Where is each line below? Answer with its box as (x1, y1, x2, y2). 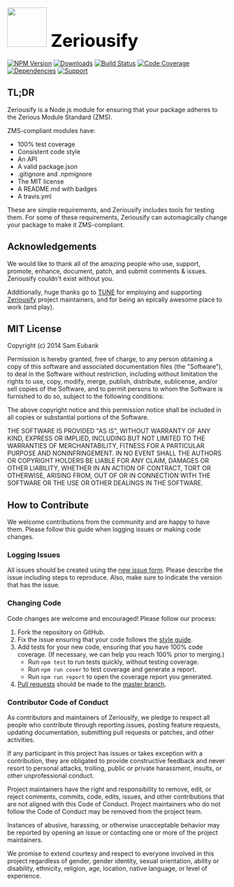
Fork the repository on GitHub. (17, 627, 105, 636)
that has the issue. (7, 581, 61, 589)
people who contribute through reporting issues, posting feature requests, (7, 721, 221, 729)
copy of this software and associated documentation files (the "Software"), (7, 363, 224, 371)
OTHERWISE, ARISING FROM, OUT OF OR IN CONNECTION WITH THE (7, 471, 211, 480)
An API (17, 155, 38, 163)
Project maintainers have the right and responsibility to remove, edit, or (7, 785, 212, 794)
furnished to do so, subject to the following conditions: (7, 392, 164, 400)
